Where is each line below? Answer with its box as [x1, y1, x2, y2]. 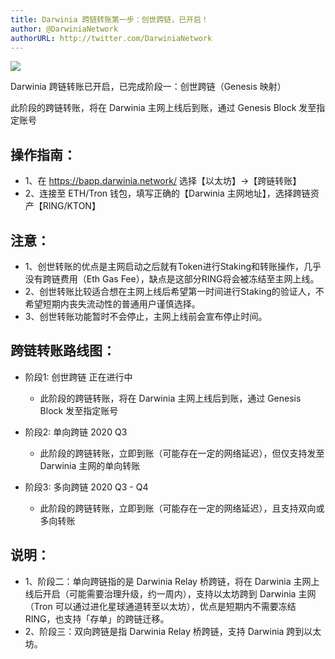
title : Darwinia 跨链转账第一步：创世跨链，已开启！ [10, 14, 209, 25]
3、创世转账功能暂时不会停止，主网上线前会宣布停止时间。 [24, 311, 268, 322]
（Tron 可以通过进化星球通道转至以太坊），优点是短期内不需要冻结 [24, 600, 297, 612]
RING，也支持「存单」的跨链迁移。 [24, 612, 170, 625]
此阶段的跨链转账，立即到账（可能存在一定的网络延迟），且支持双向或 [39, 502, 325, 514]
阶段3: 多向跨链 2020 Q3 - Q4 [24, 481, 149, 493]
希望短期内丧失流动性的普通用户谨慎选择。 [24, 298, 201, 310]
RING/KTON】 [42, 200, 101, 212]
